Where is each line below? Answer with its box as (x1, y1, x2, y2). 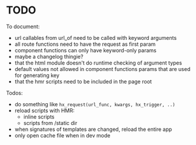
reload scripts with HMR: (14, 107, 75, 114)
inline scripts (23, 113, 55, 120)
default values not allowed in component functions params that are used (14, 65, 191, 72)
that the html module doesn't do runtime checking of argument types (14, 59, 182, 66)
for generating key (14, 72, 60, 79)
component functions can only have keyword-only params (14, 46, 157, 53)
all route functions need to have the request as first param (14, 41, 156, 48)
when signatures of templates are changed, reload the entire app (14, 126, 172, 133)
